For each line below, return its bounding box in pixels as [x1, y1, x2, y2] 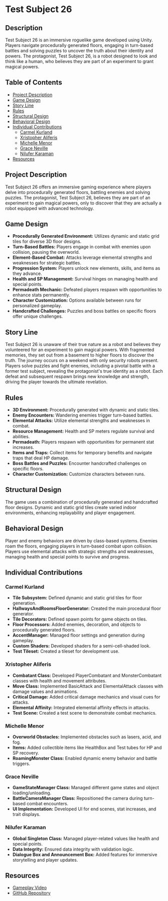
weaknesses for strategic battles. [12, 260, 82, 266]
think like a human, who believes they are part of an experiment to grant [5, 58, 154, 64]
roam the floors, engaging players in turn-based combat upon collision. [5, 543, 152, 549]
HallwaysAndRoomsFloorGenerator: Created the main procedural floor [12, 605, 161, 611]
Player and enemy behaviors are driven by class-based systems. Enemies [5, 537, 158, 543]
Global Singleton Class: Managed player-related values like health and [12, 835, 159, 842]
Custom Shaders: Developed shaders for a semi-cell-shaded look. [12, 643, 151, 649]
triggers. [12, 760, 31, 767]
